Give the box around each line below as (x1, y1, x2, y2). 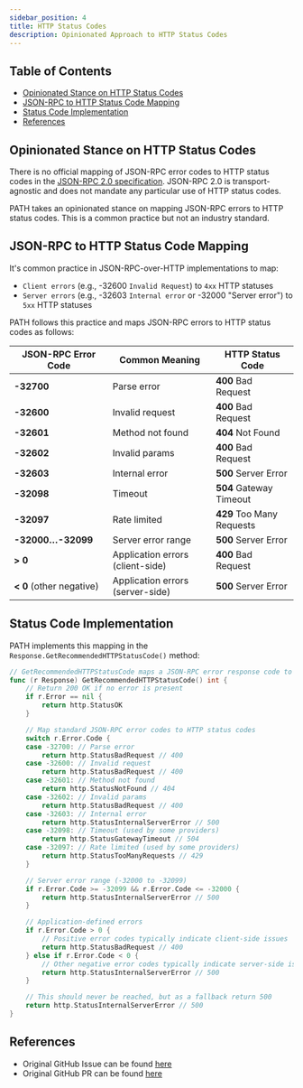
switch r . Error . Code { (25, 733, 111, 743)
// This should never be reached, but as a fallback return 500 (25, 992, 272, 1002)
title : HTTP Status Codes (9, 22, 106, 31)
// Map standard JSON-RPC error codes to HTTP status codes (25, 725, 256, 734)
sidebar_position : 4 (9, 13, 87, 23)
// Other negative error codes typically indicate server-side (41, 959, 284, 969)
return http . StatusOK (41, 701, 124, 710)
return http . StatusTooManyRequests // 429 (41, 851, 204, 860)
